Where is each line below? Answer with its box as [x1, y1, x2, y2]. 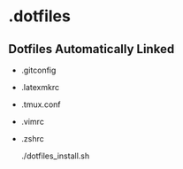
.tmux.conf [20, 99, 61, 110]
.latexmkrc [20, 82, 59, 92]
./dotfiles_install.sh [20, 150, 90, 161]
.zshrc [20, 134, 45, 143]
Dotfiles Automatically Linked [8, 42, 175, 57]
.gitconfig [20, 65, 57, 75]
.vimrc [20, 117, 45, 127]
